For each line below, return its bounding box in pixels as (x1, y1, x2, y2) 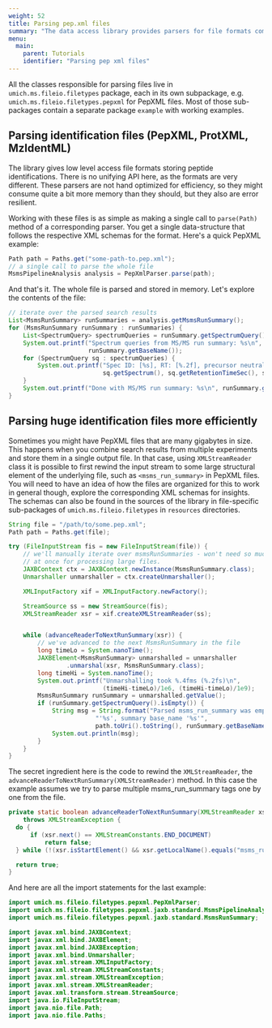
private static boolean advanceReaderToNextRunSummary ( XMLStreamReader (8, 808, 255, 816)
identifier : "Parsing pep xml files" (23, 58, 151, 66)
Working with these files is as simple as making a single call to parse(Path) (8, 213, 257, 223)
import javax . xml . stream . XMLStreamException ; (8, 974, 164, 982)
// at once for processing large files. (23, 557, 161, 566)
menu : (8, 34, 27, 43)
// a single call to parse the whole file (8, 262, 154, 270)
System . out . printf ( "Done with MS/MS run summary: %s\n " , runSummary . (23, 385, 263, 393)
